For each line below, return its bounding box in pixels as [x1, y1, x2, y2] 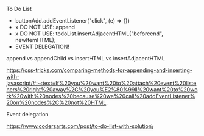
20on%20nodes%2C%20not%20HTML [6, 99, 107, 106]
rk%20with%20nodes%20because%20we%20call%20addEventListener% [6, 93, 195, 99]
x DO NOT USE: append [15, 24, 75, 30]
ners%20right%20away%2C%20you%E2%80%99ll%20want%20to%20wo [6, 86, 198, 93]
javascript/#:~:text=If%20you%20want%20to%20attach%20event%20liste [6, 79, 197, 87]
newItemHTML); [15, 37, 56, 43]
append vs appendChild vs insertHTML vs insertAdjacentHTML [6, 55, 166, 62]
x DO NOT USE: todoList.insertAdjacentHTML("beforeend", [15, 30, 163, 37]
